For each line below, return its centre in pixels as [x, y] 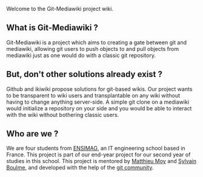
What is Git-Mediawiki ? [52, 28]
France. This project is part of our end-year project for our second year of [98, 155]
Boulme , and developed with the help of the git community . [80, 168]
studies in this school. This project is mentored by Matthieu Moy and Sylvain [101, 161]
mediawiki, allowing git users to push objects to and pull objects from [93, 48]
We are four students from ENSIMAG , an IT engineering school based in [96, 149]
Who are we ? [32, 134]
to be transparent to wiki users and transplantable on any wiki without [93, 95]
